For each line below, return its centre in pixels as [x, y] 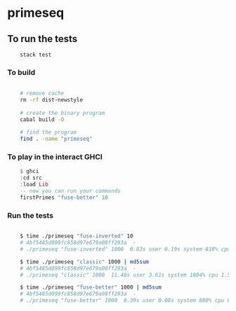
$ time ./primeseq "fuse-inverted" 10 [77, 236]
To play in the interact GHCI [55, 157]
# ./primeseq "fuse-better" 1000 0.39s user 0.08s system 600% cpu [122, 300]
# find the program [48, 132]
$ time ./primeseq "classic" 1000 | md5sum [85, 262]
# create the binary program [63, 113]
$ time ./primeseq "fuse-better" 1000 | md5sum [91, 288]
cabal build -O [42, 119]
